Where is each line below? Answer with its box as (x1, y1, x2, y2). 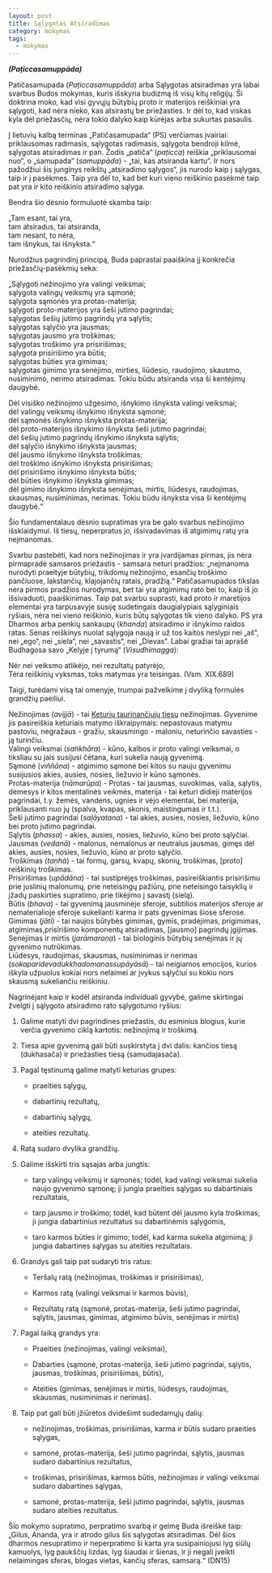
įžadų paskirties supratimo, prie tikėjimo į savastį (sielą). (8, 890, 195, 900)
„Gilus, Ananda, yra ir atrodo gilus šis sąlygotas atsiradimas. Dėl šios (8, 1530, 236, 1540)
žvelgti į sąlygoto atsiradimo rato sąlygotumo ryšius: (8, 1001, 182, 1010)
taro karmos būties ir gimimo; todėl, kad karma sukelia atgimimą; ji (32, 1232, 253, 1242)
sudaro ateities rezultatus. (32, 1506, 119, 1515)
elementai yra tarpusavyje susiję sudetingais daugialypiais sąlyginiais (8, 602, 240, 612)
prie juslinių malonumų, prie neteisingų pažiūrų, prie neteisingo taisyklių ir (8, 881, 253, 892)
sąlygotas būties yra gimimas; (8, 357, 108, 366)
